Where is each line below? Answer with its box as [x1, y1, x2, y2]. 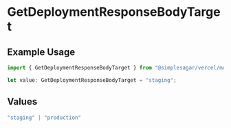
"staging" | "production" [7, 114, 81, 121]
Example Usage [7, 46, 76, 58]
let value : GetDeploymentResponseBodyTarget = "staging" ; [7, 76, 177, 83]
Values [7, 96, 38, 107]
